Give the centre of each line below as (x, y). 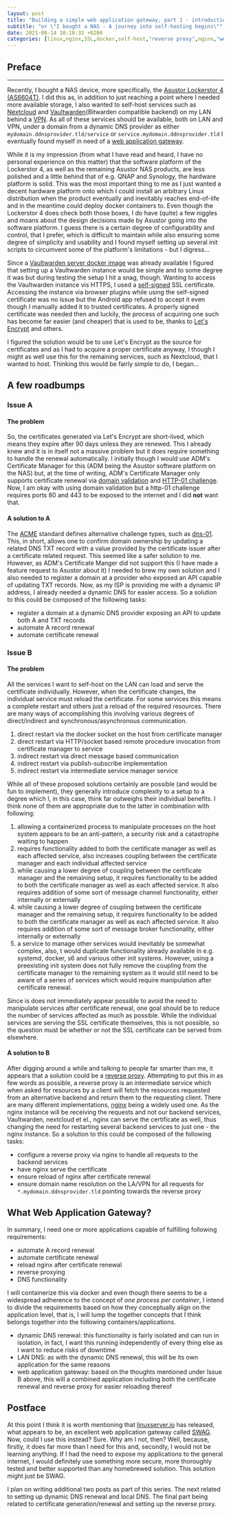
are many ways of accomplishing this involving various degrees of (101, 713)
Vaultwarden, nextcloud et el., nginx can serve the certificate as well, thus (112, 1119)
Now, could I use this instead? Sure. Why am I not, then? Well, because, (108, 1439)
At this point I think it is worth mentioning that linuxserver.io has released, (111, 1424)
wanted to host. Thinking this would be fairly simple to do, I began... (103, 364)
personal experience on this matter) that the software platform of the (104, 162)
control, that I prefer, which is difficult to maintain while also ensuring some (113, 235)
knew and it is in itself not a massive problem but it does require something (113, 451)
